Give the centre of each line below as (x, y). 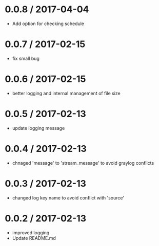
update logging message (38, 128)
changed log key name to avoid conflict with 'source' (68, 197)
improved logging (31, 232)
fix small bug (26, 58)
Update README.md (34, 238)
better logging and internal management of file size (66, 93)
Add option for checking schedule (48, 24)
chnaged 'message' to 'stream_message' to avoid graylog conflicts (83, 163)
